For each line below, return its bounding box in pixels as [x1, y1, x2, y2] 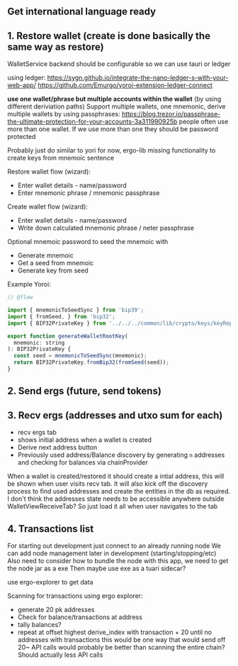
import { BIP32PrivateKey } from [7, 319, 106, 327]
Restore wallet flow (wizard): [7, 167, 91, 176]
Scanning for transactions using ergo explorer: [7, 592, 143, 600]
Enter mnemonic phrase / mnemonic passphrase [17, 189, 160, 197]
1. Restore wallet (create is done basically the [7, 30, 211, 42]
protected [7, 133, 36, 141]
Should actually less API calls [17, 650, 103, 659]
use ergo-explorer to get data [7, 577, 93, 586]
